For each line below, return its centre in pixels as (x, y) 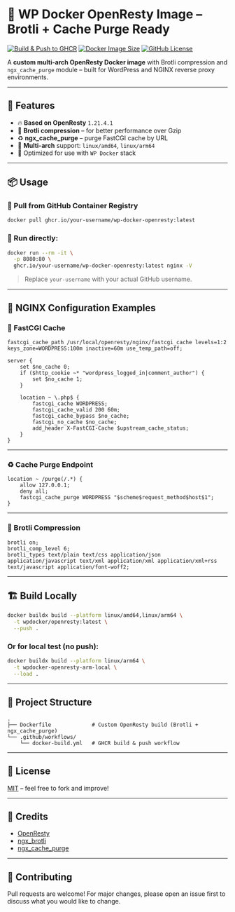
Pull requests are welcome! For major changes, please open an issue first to (116, 894)
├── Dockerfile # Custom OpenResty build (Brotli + (103, 725)
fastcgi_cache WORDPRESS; (70, 403)
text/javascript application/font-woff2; (69, 567)
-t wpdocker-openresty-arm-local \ (65, 668)
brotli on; (23, 543)
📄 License (29, 771)
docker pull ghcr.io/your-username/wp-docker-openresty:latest (101, 220)
